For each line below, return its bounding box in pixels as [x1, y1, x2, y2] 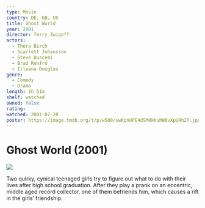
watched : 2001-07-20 [6, 111, 59, 117]
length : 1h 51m [6, 89, 45, 95]
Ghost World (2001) [6, 143, 108, 157]
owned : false [6, 100, 40, 106]
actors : [6, 37, 26, 43]
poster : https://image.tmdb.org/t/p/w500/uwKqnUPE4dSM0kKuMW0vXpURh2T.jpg [6, 117, 201, 123]
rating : [6, 105, 26, 112]
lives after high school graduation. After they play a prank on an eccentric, [6, 182, 193, 189]
